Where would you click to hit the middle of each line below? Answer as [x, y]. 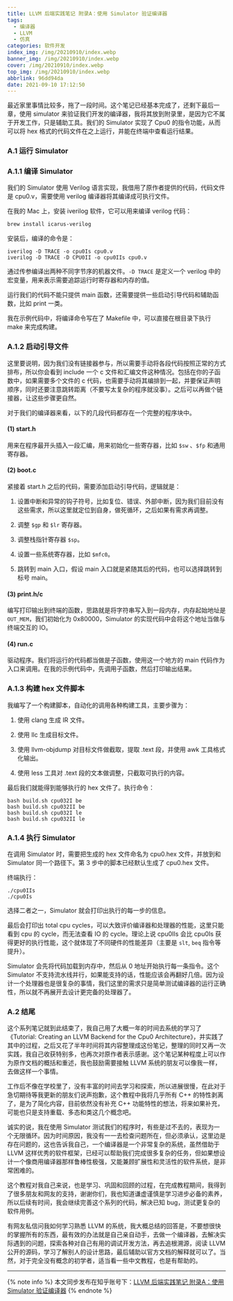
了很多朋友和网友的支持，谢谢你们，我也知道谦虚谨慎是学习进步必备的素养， [116, 1194]
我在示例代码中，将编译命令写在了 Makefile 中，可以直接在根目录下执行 [109, 318]
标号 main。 [34, 578]
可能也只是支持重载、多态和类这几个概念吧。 [71, 1112]
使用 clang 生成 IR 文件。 [53, 720]
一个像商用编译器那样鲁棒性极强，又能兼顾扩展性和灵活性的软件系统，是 [116, 1162]
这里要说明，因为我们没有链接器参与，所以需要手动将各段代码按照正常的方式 [116, 363]
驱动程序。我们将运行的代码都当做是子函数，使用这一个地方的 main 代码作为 [116, 660]
